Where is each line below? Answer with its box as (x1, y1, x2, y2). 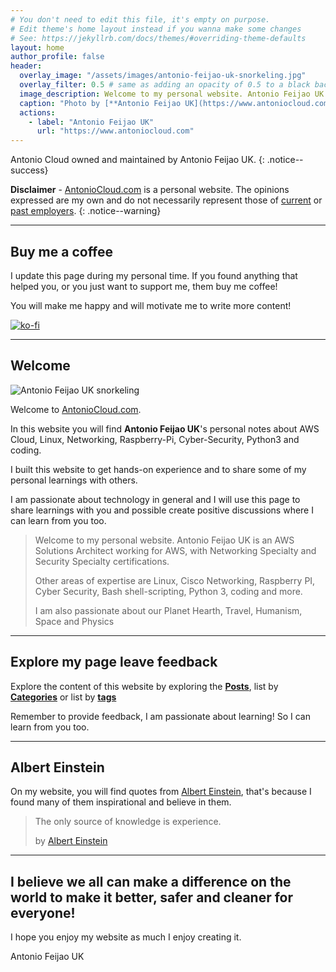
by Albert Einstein (34, 835, 108, 847)
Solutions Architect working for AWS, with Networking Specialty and (34, 544, 317, 556)
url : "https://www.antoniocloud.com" (36, 126, 195, 136)
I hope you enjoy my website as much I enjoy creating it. (10, 931, 242, 943)
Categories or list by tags (10, 691, 117, 703)
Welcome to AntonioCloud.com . (10, 403, 142, 415)
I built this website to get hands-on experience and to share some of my (10, 463, 307, 475)
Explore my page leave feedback (10, 654, 218, 671)
